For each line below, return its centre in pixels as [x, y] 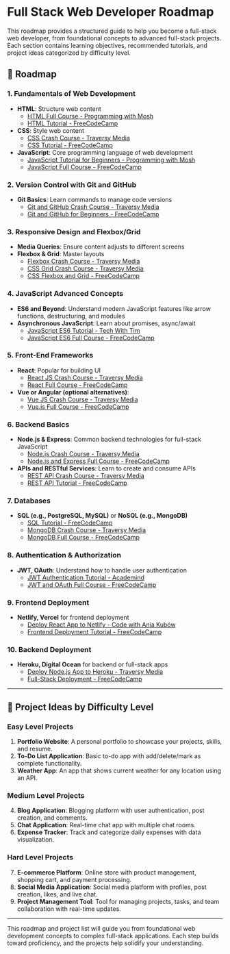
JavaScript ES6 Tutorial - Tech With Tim [84, 330]
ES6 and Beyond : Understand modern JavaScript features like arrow [114, 308]
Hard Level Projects [40, 857]
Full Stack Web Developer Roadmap [111, 12]
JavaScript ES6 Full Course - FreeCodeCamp [91, 338]
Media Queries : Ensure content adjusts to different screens [101, 247]
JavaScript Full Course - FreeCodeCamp [85, 167]
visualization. [36, 840]
